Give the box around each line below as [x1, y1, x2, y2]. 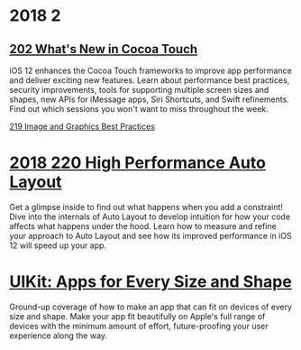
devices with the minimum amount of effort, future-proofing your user [9, 320, 269, 331]
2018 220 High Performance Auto [9, 152, 266, 173]
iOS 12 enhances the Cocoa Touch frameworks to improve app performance [9, 65, 293, 76]
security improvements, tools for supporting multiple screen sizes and [9, 85, 269, 95]
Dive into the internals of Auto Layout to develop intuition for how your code [9, 211, 291, 222]
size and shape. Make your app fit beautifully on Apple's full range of [9, 310, 266, 321]
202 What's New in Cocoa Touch [9, 41, 198, 57]
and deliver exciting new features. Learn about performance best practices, [9, 75, 290, 86]
